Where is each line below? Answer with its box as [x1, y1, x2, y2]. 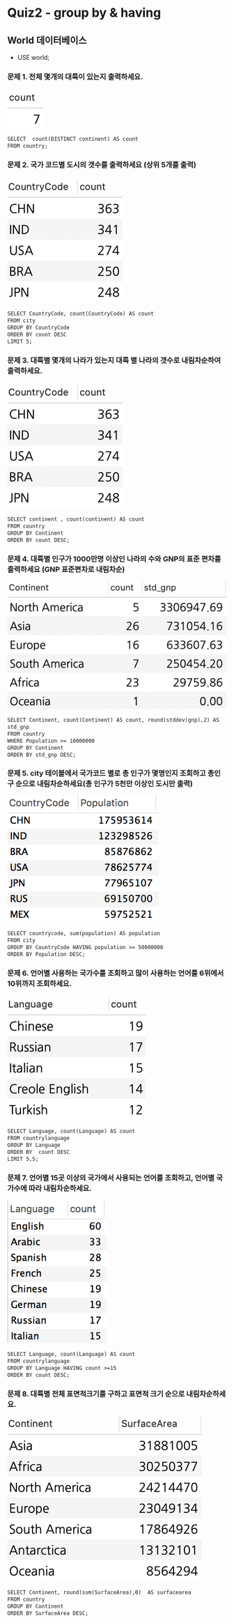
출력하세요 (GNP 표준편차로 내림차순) [7, 564, 125, 574]
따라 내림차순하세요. [29, 1183, 92, 1193]
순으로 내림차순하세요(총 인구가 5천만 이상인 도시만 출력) [15, 779, 193, 789]
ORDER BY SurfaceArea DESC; [7, 1610, 89, 1617]
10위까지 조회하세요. [7, 978, 72, 988]
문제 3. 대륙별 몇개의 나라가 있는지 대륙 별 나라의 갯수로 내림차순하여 [7, 355, 221, 365]
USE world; [17, 54, 50, 61]
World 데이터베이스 [7, 34, 87, 46]
